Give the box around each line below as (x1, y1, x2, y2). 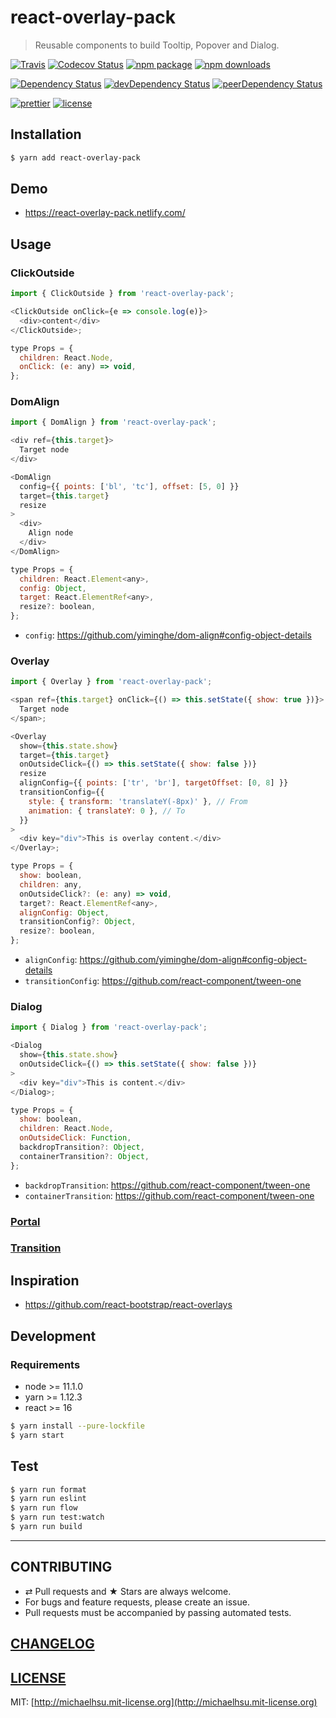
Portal (10, 1214, 41, 1228)
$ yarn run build (10, 1522, 83, 1532)
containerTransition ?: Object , (19, 1151, 150, 1161)
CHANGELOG (10, 1636, 95, 1653)
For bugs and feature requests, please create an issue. (24, 1596, 250, 1608)
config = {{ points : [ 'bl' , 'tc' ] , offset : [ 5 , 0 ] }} (19, 481, 240, 491)
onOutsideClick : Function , (19, 1133, 132, 1143)
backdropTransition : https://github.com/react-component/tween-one (24, 1179, 311, 1191)
